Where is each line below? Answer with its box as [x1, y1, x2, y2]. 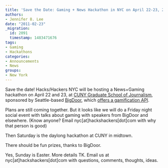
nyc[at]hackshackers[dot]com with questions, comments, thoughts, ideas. [5, 157, 158, 163]
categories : [5, 54, 30, 59]
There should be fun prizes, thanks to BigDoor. [5, 142, 101, 148]
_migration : [5, 26, 30, 31]
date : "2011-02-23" [5, 21, 46, 27]
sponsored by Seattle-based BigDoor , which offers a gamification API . [5, 97, 149, 103]
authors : [5, 12, 23, 17]
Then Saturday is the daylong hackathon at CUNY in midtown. [5, 132, 133, 138]
